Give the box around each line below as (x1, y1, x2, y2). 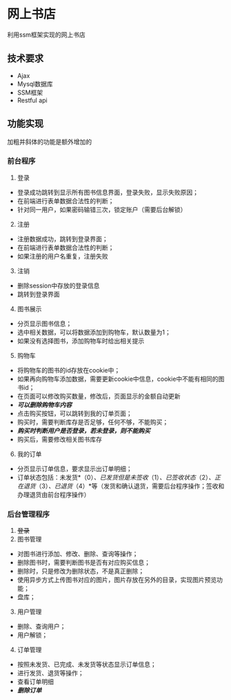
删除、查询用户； (17, 623, 66, 631)
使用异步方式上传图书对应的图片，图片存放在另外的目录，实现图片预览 (17, 576, 217, 584)
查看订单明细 (17, 678, 54, 686)
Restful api (17, 96, 48, 104)
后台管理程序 (7, 509, 50, 519)
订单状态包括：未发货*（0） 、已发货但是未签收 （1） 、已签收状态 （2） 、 (17, 473, 215, 481)
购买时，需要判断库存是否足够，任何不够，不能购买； (17, 417, 169, 426)
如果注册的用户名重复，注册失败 (17, 252, 108, 260)
